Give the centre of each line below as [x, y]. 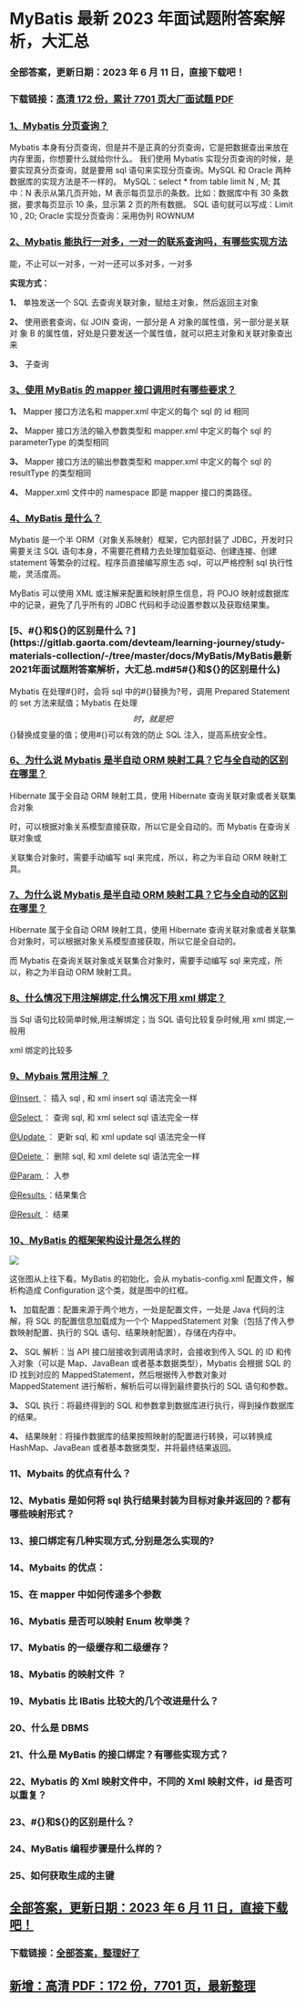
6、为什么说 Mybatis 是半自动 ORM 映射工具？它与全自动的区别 [149, 760]
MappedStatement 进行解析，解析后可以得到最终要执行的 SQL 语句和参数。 [151, 1386]
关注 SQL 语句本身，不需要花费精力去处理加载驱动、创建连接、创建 [151, 551]
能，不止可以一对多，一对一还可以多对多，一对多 [101, 263]
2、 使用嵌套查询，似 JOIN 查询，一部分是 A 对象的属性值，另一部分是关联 [149, 321]
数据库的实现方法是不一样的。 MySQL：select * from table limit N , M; [140, 182]
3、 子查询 [29, 364]
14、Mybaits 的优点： [58, 1568]
